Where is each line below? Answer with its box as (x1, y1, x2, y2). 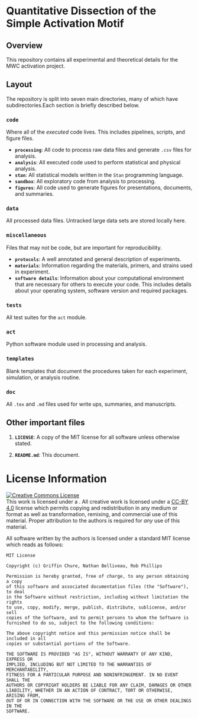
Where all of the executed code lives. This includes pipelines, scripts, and (6, 129, 185, 136)
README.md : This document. (14, 451, 80, 458)
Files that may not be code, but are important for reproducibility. (6, 244, 162, 251)
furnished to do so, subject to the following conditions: (6, 620, 155, 626)
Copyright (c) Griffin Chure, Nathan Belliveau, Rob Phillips (6, 562, 163, 569)
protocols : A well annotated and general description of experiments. (14, 255, 181, 262)
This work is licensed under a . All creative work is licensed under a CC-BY (6, 498, 189, 505)
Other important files (6, 418, 85, 428)
